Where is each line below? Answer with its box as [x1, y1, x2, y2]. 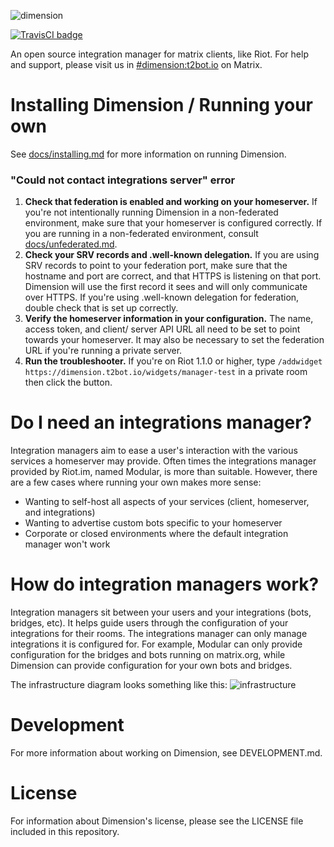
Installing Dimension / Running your [10, 94, 313, 117]
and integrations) [24, 506, 96, 519]
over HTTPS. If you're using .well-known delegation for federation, [24, 291, 300, 304]
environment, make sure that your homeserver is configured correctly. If [24, 217, 323, 229]
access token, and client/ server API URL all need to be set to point [24, 323, 301, 335]
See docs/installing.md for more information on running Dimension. [10, 148, 287, 160]
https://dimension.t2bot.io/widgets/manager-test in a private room [24, 366, 308, 378]
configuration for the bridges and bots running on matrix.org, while [10, 649, 286, 661]
